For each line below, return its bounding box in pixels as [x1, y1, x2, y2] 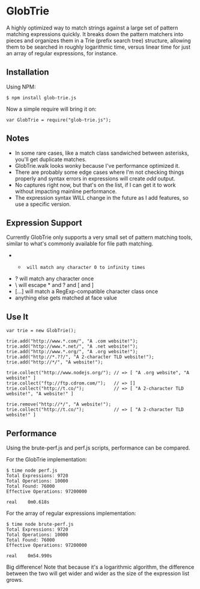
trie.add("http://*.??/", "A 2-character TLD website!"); [6, 354, 154, 360]
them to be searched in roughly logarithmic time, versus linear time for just [6, 43, 191, 51]
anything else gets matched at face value [14, 294, 117, 301]
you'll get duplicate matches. [14, 155, 87, 163]
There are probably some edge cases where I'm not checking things [14, 168, 184, 176]
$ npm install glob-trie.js [6, 94, 77, 100]
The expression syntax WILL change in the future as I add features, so [14, 194, 189, 201]
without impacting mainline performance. [14, 188, 117, 195]
